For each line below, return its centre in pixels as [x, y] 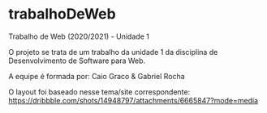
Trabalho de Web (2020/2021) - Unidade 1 [79, 36]
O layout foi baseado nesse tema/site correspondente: [99, 92]
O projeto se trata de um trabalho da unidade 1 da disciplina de [113, 52]
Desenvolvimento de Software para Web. [77, 61]
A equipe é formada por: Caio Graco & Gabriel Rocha [97, 76]
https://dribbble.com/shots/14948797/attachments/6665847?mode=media [133, 100]
